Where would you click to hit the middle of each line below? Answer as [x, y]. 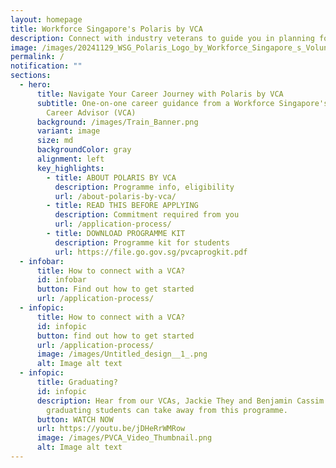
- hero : [35, 85]
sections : [31, 76]
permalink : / [37, 57]
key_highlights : [70, 168]
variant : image [68, 131]
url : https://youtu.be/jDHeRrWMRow [111, 429]
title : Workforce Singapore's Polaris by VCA [106, 29]
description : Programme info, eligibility [144, 187]
